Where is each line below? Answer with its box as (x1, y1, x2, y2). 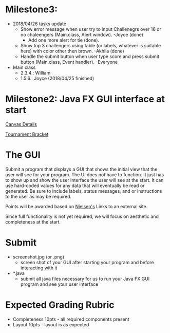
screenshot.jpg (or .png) (12, 253, 65, 260)
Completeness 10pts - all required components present (12, 316, 129, 322)
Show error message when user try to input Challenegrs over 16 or (20, 26, 162, 32)
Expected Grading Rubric (5, 299, 115, 310)
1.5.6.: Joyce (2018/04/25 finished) (20, 75, 95, 81)
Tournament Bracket (5, 131, 49, 137)
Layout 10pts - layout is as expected (12, 321, 89, 327)
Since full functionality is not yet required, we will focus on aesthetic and (5, 213, 159, 219)
